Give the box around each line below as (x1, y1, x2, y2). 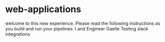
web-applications (5, 4, 81, 15)
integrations (5, 31, 30, 37)
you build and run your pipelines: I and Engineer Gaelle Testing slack (5, 25, 149, 31)
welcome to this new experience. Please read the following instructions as (5, 20, 160, 26)
